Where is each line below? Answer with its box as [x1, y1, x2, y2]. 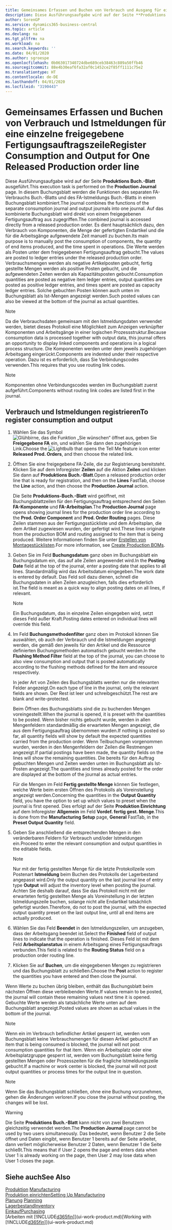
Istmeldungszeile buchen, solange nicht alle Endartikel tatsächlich [12, 899, 152, 905]
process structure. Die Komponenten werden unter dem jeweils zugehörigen [5, 345, 166, 351]
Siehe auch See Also [5, 1172, 71, 1181]
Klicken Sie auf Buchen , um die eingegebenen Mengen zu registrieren [12, 962, 161, 969]
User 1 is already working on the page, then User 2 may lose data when [5, 1152, 156, 1158]
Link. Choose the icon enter [12, 445, 160, 452]
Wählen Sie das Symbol [12, 429, 63, 435]
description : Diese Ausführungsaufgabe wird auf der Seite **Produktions [5, 12, 166, 17]
